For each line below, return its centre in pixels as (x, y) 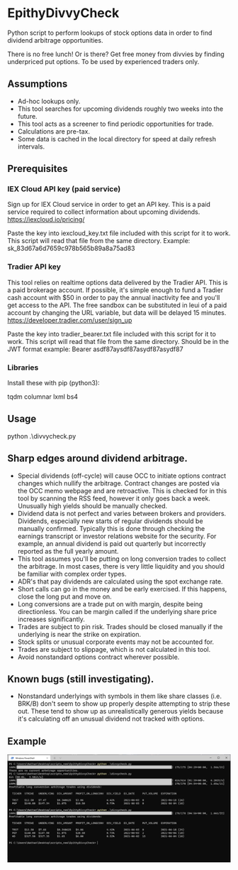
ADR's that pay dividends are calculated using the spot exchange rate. (120, 581)
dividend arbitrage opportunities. (55, 40)
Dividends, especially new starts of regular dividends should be (110, 521)
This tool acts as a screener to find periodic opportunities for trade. (115, 124)
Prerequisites (38, 169)
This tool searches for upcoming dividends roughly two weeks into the (120, 109)
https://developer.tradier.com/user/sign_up (70, 320)
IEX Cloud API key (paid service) (64, 189)
